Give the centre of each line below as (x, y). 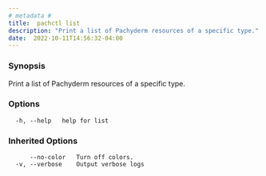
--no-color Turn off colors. (81, 158)
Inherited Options (43, 141)
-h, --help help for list (62, 121)
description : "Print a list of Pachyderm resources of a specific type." (134, 30)
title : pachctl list (44, 23)
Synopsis (27, 66)
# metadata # (30, 16)
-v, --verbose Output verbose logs (80, 165)
